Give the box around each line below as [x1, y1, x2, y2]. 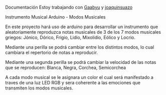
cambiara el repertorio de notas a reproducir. [5, 50, 98, 55]
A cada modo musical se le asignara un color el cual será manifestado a [5, 74, 154, 80]
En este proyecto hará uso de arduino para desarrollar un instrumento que [5, 24, 158, 30]
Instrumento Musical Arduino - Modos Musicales [5, 14, 106, 20]
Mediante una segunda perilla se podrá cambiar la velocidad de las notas [5, 59, 156, 65]
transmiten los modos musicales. [5, 85, 74, 91]
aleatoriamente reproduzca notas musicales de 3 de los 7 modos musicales [5, 29, 161, 35]
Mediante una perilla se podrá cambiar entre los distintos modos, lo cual [5, 44, 154, 50]
